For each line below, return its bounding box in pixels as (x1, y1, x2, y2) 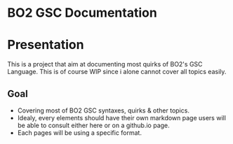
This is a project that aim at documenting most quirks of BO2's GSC (7, 60, 203, 69)
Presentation (7, 37, 84, 53)
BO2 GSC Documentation (7, 5, 158, 21)
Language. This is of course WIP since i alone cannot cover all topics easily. (7, 68, 227, 76)
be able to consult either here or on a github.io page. (17, 121, 170, 129)
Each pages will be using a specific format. (17, 128, 142, 137)
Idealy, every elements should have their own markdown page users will (17, 113, 227, 122)
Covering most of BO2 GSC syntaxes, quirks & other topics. (17, 106, 189, 115)
